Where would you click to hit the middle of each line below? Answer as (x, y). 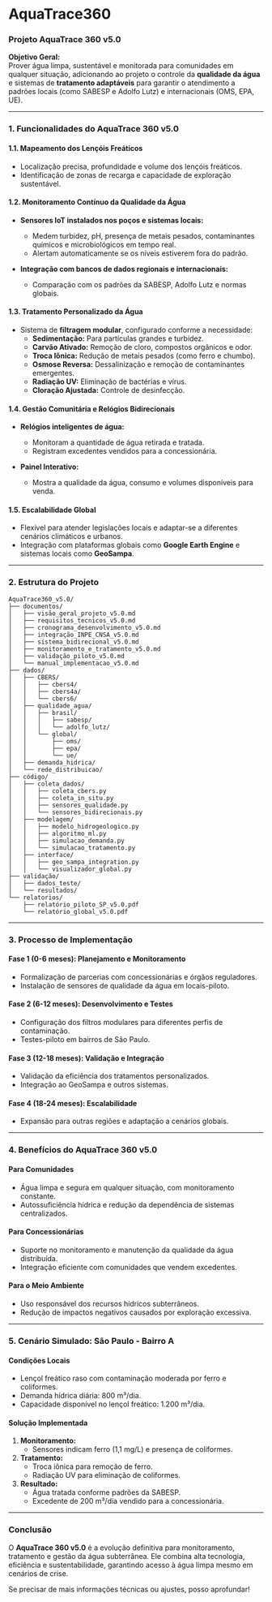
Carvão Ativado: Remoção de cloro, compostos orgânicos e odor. (142, 347)
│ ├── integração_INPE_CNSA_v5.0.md (74, 635)
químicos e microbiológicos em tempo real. (104, 244)
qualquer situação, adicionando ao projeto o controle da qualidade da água (134, 75)
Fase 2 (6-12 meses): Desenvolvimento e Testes (91, 1004)
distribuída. (39, 1258)
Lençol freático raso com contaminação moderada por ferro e (123, 1378)
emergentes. (53, 373)
